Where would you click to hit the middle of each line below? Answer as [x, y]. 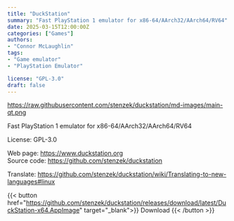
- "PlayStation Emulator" [45, 66]
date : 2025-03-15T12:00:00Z [48, 27]
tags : [15, 53]
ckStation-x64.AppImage [44, 210]
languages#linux [31, 182]
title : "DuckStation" [39, 14]
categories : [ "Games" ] [40, 33]
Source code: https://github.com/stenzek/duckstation [85, 161]
